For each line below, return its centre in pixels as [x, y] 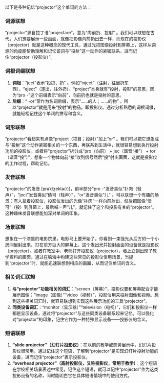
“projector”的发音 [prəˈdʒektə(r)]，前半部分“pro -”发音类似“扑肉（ [71, 189]
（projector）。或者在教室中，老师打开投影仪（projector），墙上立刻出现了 [79, 251]
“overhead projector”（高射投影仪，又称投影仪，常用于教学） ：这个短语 [85, 363]
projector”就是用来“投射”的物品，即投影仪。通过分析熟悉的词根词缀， [88, 107]
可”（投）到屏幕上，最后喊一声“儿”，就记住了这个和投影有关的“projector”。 [81, 207]
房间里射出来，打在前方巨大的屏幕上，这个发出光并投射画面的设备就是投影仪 [82, 245]
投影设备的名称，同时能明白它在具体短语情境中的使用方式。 [72, 376]
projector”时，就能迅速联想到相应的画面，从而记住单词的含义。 [75, 263]
